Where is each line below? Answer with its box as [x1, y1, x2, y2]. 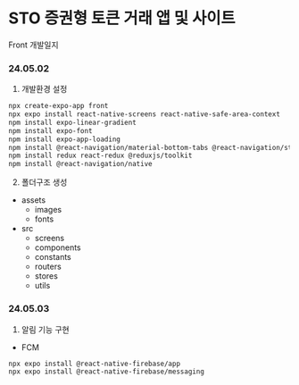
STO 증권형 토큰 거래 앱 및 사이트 [8, 8, 236, 29]
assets [21, 195, 46, 205]
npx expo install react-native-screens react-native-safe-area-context [8, 110, 280, 119]
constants [34, 252, 72, 263]
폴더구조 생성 [21, 177, 68, 188]
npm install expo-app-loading [8, 135, 121, 144]
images [34, 205, 62, 215]
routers [34, 261, 62, 272]
